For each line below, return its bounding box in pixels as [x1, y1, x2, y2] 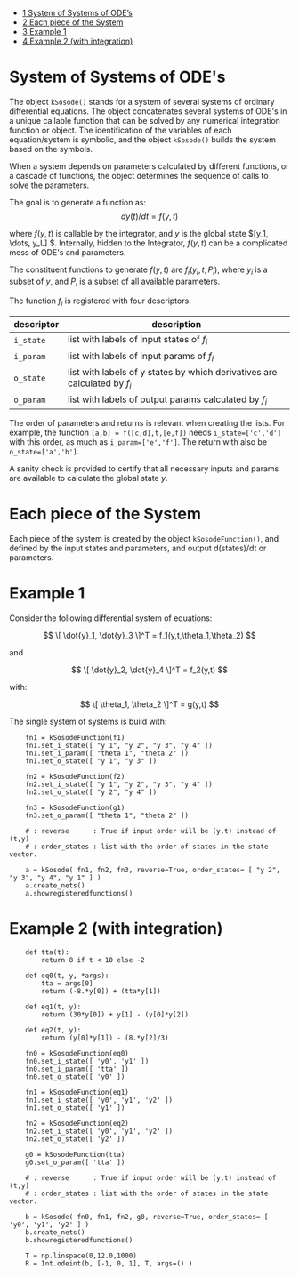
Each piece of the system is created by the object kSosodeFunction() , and [9, 534, 279, 544]
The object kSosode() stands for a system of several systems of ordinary [9, 96, 275, 107]
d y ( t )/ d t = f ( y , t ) [120, 211, 179, 221]
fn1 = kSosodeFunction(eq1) [25, 1088, 129, 1096]
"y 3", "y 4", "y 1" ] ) [9, 873, 101, 882]
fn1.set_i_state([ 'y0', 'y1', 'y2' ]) [25, 1096, 174, 1104]
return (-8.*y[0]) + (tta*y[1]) [41, 986, 162, 995]
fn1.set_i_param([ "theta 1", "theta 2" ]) [25, 749, 190, 758]
